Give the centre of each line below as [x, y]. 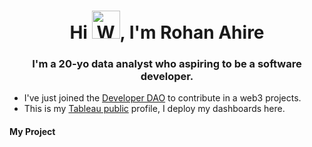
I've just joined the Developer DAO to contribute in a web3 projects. [162, 98]
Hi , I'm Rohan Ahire [167, 32]
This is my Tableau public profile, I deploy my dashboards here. [154, 109]
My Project [32, 132]
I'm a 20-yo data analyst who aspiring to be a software [167, 64]
